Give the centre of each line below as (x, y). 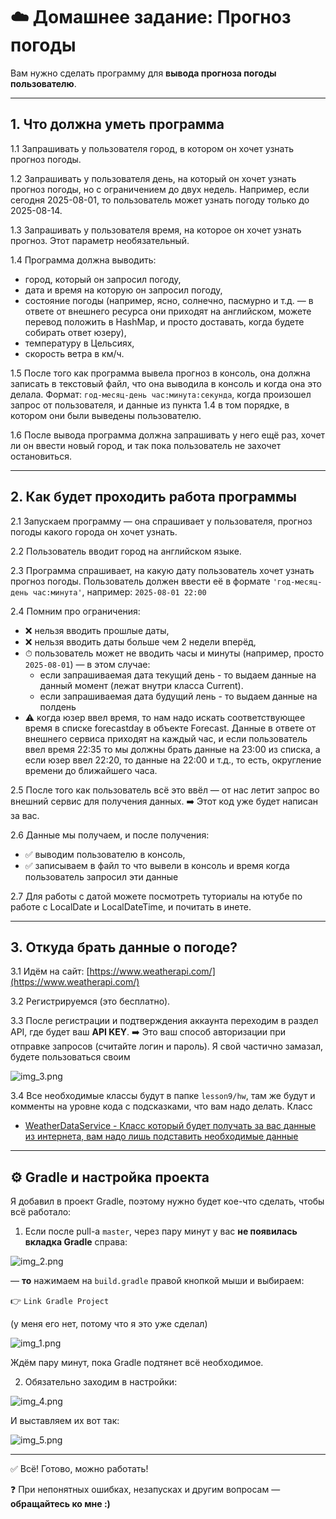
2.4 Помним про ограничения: (75, 611)
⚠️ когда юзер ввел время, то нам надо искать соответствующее (165, 717)
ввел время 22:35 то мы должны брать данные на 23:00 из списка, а (172, 749)
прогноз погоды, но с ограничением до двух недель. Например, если (160, 189)
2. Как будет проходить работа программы (153, 497)
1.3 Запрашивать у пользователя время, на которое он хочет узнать (156, 230)
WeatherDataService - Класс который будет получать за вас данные (170, 1126)
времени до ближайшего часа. (91, 770)
